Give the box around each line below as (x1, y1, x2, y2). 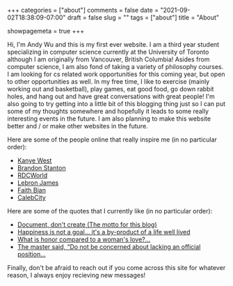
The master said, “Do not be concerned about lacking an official (17, 243, 201, 250)
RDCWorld (17, 171, 48, 179)
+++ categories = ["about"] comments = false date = (7, 6, 159, 14)
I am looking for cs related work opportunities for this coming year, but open (7, 70, 225, 78)
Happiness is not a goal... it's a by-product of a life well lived (17, 228, 191, 236)
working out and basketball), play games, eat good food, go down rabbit (7, 85, 214, 93)
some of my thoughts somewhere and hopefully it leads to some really (7, 107, 209, 115)
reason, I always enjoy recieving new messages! (7, 271, 146, 279)
